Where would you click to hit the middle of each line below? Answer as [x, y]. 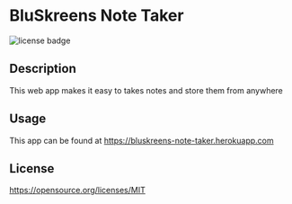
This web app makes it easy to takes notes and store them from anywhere [146, 90]
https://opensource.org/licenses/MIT [77, 191]
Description [43, 69]
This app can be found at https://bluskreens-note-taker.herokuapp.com [142, 140]
